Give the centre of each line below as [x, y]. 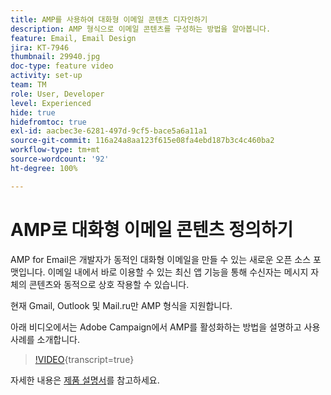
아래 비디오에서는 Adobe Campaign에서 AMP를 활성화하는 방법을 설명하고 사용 [165, 327]
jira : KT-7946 [40, 47]
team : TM [28, 85]
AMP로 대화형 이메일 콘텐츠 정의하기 [152, 229]
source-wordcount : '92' [60, 159]
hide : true [33, 112]
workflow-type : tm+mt [55, 150]
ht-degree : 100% [44, 168]
